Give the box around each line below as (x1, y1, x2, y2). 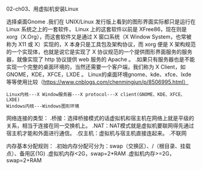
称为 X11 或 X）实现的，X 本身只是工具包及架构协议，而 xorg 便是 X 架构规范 (6, 41, 196, 48)
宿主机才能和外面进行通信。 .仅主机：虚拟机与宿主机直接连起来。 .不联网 (6, 130, 187, 137)
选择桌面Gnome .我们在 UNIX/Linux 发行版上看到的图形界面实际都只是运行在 (6, 18, 196, 25)
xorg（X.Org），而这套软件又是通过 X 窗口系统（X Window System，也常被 (6, 33, 192, 40)
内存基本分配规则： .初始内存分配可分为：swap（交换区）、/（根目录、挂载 (6, 142, 191, 150)
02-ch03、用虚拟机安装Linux (6, 5, 79, 12)
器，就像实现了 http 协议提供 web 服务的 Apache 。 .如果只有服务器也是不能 (6, 56, 195, 63)
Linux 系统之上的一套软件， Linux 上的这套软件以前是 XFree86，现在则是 (6, 26, 187, 33)
